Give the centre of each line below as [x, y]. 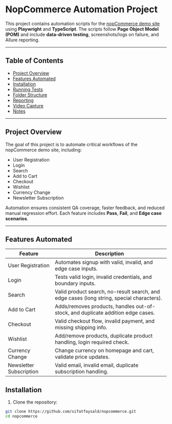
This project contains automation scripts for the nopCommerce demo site [83, 24]
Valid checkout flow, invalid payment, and [105, 321]
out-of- [146, 306]
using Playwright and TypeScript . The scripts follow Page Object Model [82, 29]
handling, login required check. [92, 342]
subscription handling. [81, 372]
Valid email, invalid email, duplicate [96, 365]
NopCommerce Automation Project [81, 9]
